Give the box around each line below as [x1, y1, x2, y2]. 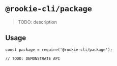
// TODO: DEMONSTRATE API [5, 56, 60, 61]
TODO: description [17, 19, 57, 25]
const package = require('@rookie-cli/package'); [5, 47, 113, 52]
